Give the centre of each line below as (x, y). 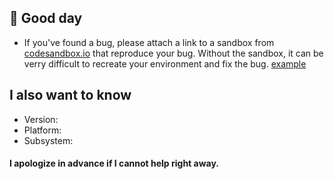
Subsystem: (48, 140)
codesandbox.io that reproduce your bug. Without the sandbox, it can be (173, 53)
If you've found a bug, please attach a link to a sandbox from (149, 42)
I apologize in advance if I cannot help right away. (114, 163)
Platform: (42, 130)
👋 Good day (46, 18)
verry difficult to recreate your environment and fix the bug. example (165, 63)
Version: (41, 119)
